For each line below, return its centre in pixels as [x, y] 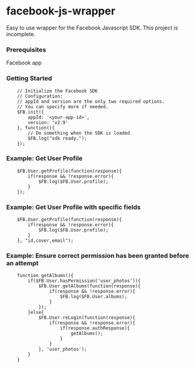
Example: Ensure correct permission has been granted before [98, 256]
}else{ [36, 313]
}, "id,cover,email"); [45, 241]
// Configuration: [40, 96]
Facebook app [24, 63]
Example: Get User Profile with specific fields [73, 207]
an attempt [22, 263]
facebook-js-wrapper [61, 11]
